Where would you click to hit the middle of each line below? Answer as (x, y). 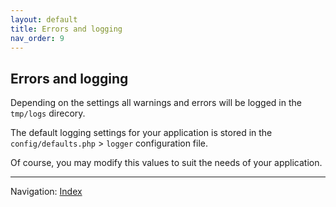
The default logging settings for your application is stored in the (141, 133)
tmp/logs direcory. (48, 113)
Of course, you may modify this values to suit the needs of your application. (166, 163)
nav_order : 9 (37, 38)
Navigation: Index (46, 192)
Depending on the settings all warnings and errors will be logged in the (156, 103)
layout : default (44, 19)
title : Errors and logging (66, 29)
